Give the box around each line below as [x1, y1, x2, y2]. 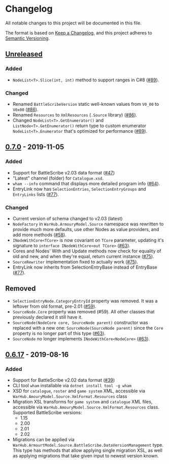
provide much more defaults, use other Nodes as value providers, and [12, 226, 159, 232]
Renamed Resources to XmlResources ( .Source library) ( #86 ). [12, 111, 138, 118]
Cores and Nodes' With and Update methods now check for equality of [12, 248, 161, 254]
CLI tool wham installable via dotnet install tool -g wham [12, 383, 132, 389]
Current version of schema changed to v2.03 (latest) [12, 215, 123, 221]
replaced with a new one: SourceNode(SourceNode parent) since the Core [12, 325, 163, 331]
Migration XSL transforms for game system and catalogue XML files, [12, 399, 153, 405]
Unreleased [5, 50, 43, 59]
